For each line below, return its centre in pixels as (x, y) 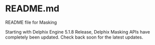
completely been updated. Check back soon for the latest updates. (74, 37)
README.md (32, 9)
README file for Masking (31, 22)
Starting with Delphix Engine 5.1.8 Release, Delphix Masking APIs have (78, 32)
